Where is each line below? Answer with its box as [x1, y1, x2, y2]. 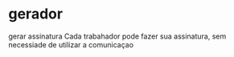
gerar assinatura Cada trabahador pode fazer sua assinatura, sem [8, 31, 227, 41]
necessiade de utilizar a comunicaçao [8, 39, 134, 49]
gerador [8, 5, 63, 23]
